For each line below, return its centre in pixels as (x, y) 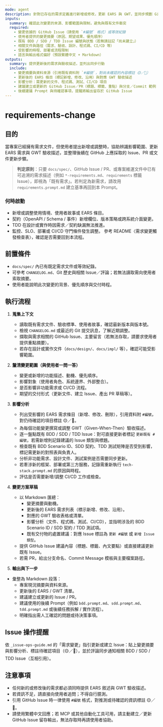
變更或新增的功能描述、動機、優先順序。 (60, 375)
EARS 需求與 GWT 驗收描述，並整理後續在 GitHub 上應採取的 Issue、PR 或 (79, 153)
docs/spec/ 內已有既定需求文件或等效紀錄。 (56, 266)
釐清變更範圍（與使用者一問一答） (46, 365)
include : (18, 69)
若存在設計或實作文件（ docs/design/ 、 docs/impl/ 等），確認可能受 (85, 349)
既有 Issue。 (32, 552)
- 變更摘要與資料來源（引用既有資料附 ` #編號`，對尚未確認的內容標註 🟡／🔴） (82, 73)
